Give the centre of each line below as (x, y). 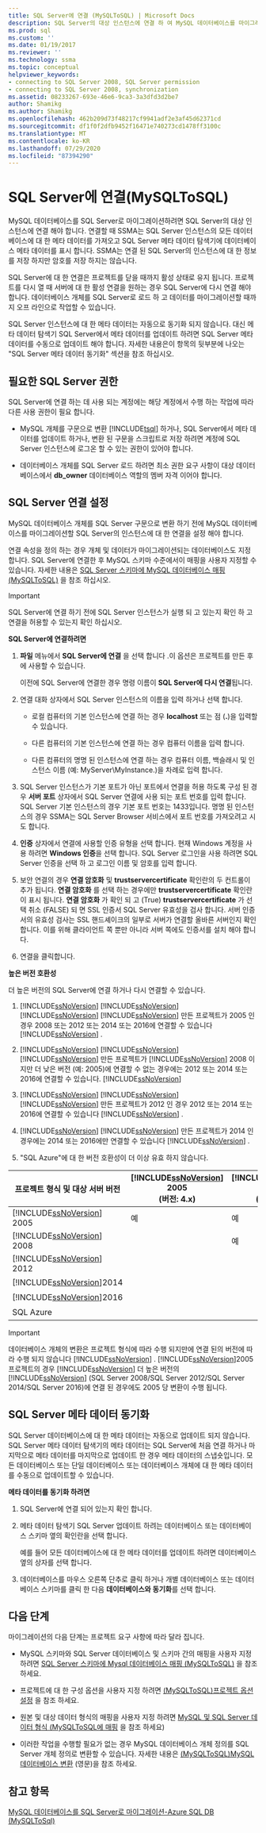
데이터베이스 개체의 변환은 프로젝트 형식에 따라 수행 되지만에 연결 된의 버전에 (127, 1349)
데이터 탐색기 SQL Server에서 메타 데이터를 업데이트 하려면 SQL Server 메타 (135, 334)
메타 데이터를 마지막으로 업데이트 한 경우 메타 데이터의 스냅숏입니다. (140, 1455)
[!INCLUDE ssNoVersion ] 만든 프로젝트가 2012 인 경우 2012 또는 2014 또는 (136, 1104)
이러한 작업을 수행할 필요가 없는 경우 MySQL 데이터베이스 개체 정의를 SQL (134, 1744)
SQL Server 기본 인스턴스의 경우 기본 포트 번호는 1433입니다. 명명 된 (126, 806)
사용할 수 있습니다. (57, 665)
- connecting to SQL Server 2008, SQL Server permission (104, 82)
